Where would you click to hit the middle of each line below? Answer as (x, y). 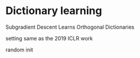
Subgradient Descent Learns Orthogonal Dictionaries (70, 27)
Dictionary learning (54, 11)
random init (19, 50)
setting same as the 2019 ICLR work (49, 38)
